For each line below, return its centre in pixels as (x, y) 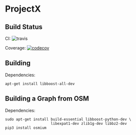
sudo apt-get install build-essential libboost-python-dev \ (68, 119)
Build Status (24, 27)
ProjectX (23, 9)
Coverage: (16, 48)
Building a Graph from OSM (47, 99)
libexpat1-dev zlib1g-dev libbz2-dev (89, 123)
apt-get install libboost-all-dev (40, 84)
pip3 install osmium (26, 128)
